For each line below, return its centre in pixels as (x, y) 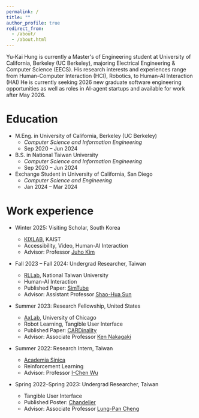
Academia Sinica (45, 360)
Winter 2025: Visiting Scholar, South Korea (68, 227)
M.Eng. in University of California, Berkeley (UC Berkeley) (86, 136)
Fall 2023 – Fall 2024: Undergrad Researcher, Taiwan (80, 263)
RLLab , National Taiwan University (66, 275)
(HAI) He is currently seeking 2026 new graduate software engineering (94, 82)
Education (32, 119)
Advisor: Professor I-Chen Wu (61, 372)
